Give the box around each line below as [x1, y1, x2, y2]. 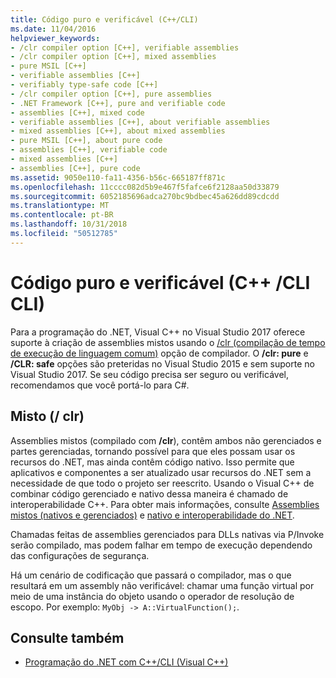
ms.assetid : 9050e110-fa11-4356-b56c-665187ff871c [10, 172, 226, 183]
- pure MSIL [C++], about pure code [10, 136, 163, 146]
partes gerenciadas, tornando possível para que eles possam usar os [10, 445, 296, 457]
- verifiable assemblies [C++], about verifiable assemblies [10, 117, 271, 127]
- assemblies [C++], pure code [10, 163, 141, 173]
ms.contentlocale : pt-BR [10, 210, 114, 220]
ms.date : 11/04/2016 [10, 24, 97, 34]
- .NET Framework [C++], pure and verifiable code [10, 98, 226, 108]
